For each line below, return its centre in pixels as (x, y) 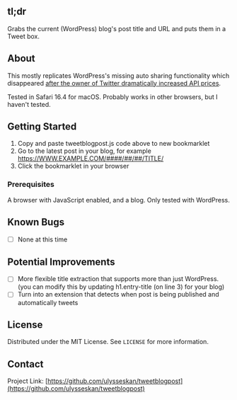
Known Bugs (36, 222)
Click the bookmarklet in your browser (73, 166)
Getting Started (42, 127)
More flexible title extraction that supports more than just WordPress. (118, 279)
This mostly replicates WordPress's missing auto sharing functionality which (118, 75)
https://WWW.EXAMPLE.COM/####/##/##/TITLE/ (91, 159)
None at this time (42, 239)
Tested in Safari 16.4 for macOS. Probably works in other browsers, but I (112, 97)
